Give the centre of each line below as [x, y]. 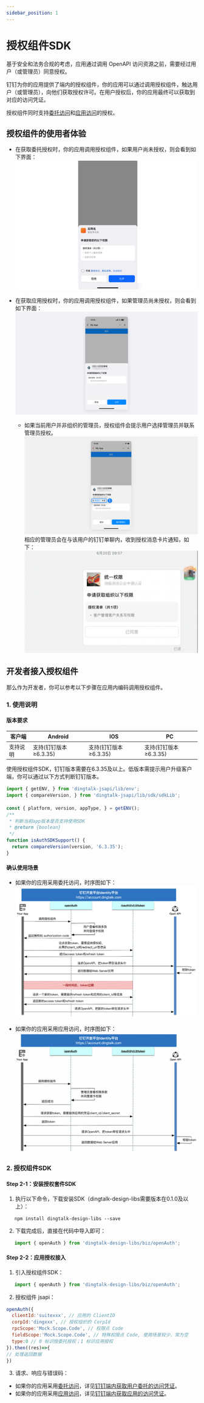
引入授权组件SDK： [39, 1272]
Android [58, 736]
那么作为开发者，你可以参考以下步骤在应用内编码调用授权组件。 [86, 687]
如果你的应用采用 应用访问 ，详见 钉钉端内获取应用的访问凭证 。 [92, 1394]
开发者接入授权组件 [42, 672]
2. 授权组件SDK [29, 1168]
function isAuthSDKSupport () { [46, 841]
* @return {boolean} [35, 827]
